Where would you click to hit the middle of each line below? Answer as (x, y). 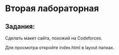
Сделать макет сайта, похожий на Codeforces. (54, 38)
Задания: (20, 27)
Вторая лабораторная (52, 9)
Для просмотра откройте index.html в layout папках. (60, 47)
